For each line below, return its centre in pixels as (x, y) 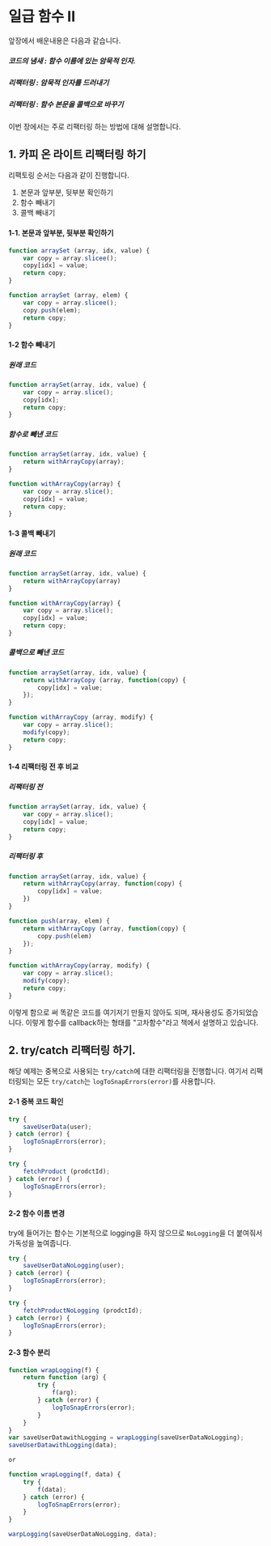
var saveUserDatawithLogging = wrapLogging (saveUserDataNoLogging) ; (126, 1438)
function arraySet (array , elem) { (68, 295)
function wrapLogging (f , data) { (65, 1475)
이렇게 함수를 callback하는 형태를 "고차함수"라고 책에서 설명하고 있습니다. (142, 1022)
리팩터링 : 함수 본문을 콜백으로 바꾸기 (66, 104)
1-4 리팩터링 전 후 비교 (44, 767)
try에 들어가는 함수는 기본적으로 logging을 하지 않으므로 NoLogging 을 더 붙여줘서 (135, 1233)
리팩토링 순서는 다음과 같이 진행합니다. (69, 176)
